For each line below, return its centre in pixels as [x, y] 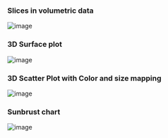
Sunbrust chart [34, 112]
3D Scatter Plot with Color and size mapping [84, 78]
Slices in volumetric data [50, 11]
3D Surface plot [35, 45]
